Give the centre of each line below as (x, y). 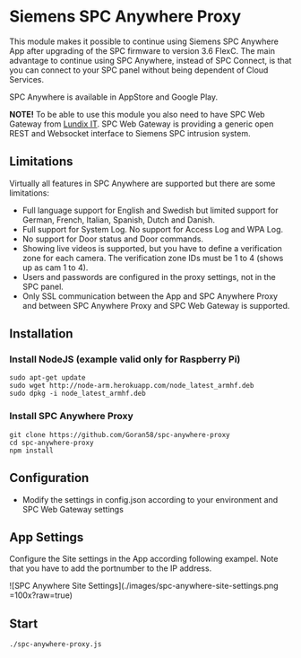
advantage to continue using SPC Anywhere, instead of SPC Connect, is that (150, 60)
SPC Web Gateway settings (73, 509)
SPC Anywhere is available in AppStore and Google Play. (114, 97)
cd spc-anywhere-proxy (52, 443)
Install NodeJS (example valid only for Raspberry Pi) (125, 359)
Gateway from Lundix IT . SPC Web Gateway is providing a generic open (142, 124)
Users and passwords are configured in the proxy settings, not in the (149, 276)
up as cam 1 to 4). (55, 268)
